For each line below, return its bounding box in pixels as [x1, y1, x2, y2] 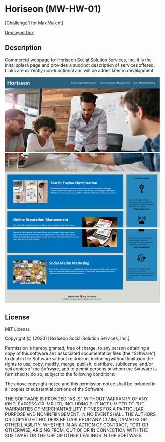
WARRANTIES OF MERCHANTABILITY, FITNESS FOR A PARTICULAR [5, 406, 144, 412]
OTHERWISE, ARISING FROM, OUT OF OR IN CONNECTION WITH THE [5, 427, 148, 433]
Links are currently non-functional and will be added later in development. [5, 67, 155, 73]
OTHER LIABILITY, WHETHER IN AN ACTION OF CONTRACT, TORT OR [5, 422, 148, 428]
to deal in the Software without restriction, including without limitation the [5, 356, 153, 362]
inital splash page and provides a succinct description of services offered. [5, 62, 155, 68]
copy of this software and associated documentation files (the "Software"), [5, 350, 157, 356]
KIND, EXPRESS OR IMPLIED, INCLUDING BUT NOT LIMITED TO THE [5, 401, 144, 407]
